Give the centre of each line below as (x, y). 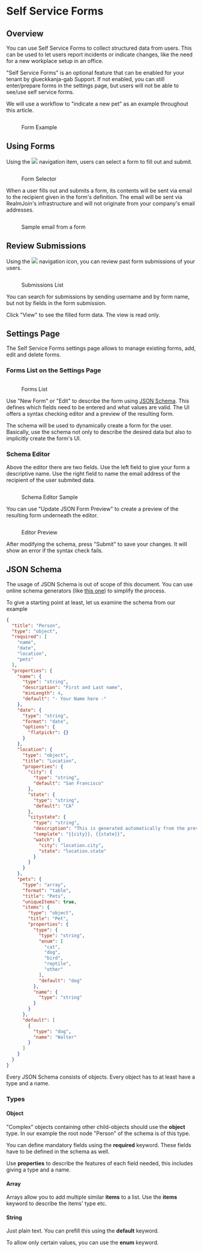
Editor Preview (39, 532)
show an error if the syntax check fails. (55, 551)
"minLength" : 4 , (43, 693)
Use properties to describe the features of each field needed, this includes (100, 1163)
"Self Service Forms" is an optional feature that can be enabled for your (95, 73)
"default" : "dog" (60, 980)
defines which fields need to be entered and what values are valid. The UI (98, 407)
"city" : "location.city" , (71, 845)
